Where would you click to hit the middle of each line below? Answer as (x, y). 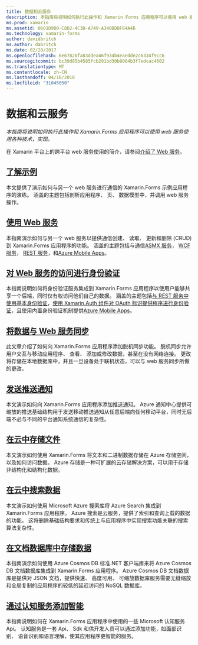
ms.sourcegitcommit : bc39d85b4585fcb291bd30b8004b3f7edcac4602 (85, 61)
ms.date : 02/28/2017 (32, 50)
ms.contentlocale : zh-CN (37, 72)
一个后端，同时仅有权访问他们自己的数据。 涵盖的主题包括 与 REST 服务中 (100, 296)
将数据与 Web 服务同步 (48, 331)
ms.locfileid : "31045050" (38, 83)
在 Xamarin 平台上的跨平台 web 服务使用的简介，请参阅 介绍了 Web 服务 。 (96, 151)
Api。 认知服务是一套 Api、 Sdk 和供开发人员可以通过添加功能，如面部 (91, 629)
